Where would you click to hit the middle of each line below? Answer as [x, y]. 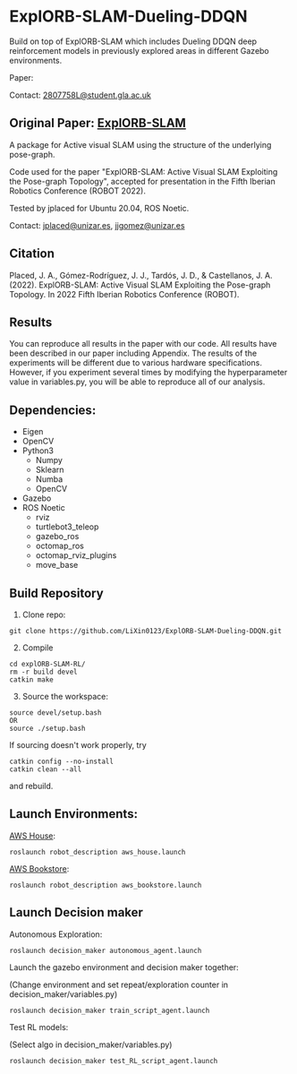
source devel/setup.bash [55, 713]
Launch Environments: [74, 814]
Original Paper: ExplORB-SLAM [98, 123]
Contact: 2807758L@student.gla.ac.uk [81, 95]
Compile [38, 648]
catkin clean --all [46, 769]
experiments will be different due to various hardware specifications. [136, 363]
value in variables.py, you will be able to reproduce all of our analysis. [137, 382]
